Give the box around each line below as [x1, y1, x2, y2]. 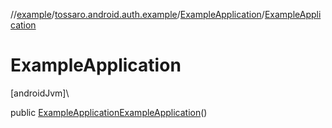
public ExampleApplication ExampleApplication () [10, 106, 208, 118]
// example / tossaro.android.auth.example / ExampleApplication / [10, 9, 265, 20]
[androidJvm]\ [10, 87, 70, 99]
